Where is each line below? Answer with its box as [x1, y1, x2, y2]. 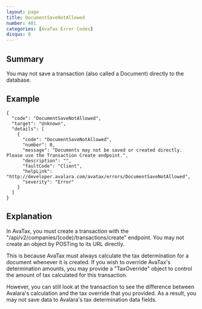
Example [6, 94, 40, 104]
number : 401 [6, 20, 36, 26]
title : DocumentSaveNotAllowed [6, 15, 85, 21]
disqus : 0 [6, 32, 31, 38]
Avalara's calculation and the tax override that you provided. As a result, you [6, 289, 197, 297]
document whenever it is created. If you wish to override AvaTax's [6, 258, 171, 265]
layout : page [6, 8, 39, 15]
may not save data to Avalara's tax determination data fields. [6, 296, 157, 303]
